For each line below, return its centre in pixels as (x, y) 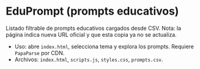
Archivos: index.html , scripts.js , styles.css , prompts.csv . (89, 59)
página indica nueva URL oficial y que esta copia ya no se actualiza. (91, 34)
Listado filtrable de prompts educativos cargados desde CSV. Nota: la (94, 28)
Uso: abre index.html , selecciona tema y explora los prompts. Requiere (104, 46)
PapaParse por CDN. (39, 53)
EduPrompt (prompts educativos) (92, 11)
